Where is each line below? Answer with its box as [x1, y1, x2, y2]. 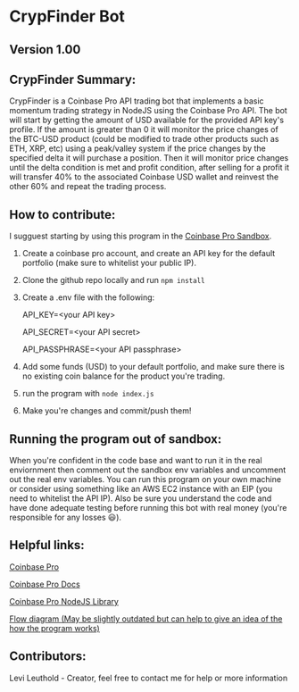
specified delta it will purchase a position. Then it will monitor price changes [9, 153, 289, 163]
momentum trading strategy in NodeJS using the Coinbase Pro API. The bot [9, 105, 287, 116]
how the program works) [9, 622, 100, 633]
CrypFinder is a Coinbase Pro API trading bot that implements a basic [9, 96, 265, 106]
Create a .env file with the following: [21, 292, 155, 303]
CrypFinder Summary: [9, 71, 137, 87]
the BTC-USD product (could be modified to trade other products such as [9, 134, 279, 145]
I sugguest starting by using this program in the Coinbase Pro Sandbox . [9, 230, 272, 242]
